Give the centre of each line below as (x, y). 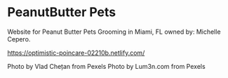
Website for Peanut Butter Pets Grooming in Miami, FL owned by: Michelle (114, 32)
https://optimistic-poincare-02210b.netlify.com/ (76, 53)
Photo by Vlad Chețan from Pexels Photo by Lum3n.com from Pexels (106, 66)
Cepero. (19, 39)
